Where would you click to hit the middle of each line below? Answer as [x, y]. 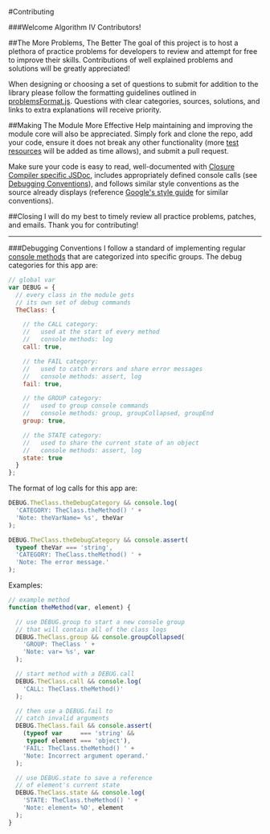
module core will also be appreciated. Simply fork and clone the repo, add [131, 134]
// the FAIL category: [61, 361]
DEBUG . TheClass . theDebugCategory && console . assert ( [98, 540]
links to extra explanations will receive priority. [85, 109]
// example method [39, 600]
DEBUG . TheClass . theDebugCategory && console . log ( [93, 503]
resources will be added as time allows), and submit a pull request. [119, 151]
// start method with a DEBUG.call [75, 674]
